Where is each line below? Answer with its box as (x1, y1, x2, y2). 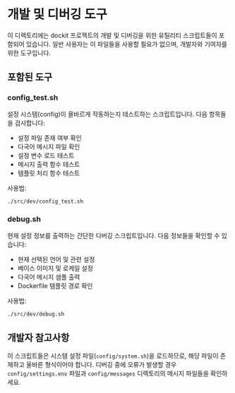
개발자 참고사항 (7, 332, 70, 344)
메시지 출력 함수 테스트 (17, 160, 80, 168)
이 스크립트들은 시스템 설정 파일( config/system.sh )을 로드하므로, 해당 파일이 (7, 351, 219, 360)
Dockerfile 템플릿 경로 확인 (17, 281, 93, 289)
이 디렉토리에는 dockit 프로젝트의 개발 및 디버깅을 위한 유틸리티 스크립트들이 (7, 31, 217, 39)
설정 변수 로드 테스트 (17, 151, 75, 159)
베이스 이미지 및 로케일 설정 (17, 263, 94, 272)
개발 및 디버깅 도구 (7, 6, 107, 23)
